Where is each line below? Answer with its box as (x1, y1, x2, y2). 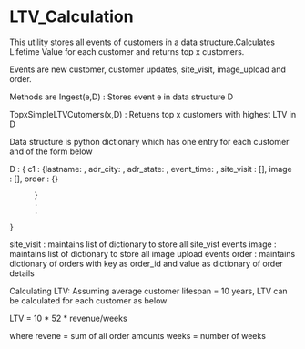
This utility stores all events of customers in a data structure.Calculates (9, 36, 276, 47)
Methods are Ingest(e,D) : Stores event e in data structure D (9, 91, 234, 102)
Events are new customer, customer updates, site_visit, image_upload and (9, 64, 287, 75)
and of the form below (9, 146, 93, 157)
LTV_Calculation (9, 6, 134, 27)
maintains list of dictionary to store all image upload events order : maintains (9, 248, 296, 259)
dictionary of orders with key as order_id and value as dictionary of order (9, 258, 284, 269)
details (9, 267, 35, 279)
